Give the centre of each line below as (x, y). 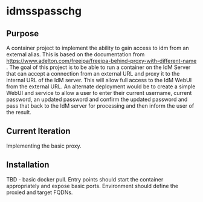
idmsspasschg (44, 11)
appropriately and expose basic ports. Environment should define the (92, 186)
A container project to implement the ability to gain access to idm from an (98, 48)
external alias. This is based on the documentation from (76, 54)
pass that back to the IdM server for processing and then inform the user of (100, 106)
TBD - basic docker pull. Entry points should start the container (85, 179)
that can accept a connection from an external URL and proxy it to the (93, 73)
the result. (19, 112)
